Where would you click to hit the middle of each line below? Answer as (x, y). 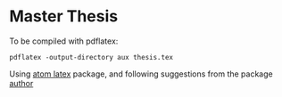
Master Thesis (64, 16)
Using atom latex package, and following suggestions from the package (141, 74)
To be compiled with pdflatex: (64, 41)
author (21, 83)
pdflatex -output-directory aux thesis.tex (91, 57)
